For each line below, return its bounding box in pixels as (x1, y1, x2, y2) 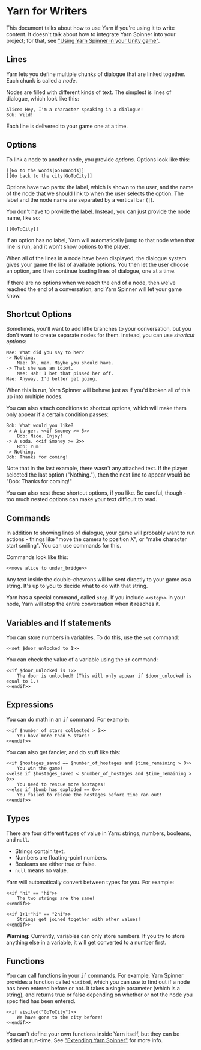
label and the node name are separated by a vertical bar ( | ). (6, 196, 154, 203)
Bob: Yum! (17, 444, 42, 450)
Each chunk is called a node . (6, 77, 77, 84)
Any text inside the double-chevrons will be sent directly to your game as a (6, 576, 191, 583)
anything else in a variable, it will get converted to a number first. (6, 939, 167, 946)
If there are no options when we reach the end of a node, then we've (6, 279, 176, 286)
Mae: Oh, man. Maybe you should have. (17, 360, 114, 366)
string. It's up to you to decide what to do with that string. (6, 583, 148, 590)
